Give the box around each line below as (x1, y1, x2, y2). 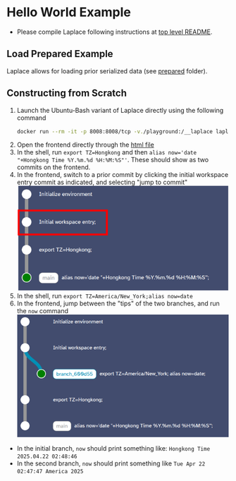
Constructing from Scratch (6, 87, 128, 99)
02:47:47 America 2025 (16, 468, 84, 475)
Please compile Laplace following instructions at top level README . (16, 28, 213, 36)
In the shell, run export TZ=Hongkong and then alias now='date (16, 148, 197, 157)
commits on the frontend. (16, 163, 91, 171)
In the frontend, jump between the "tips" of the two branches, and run (16, 299, 220, 308)
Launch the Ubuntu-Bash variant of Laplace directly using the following (16, 106, 224, 114)
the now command (16, 306, 68, 315)
